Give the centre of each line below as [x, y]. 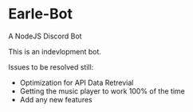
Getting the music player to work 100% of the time [102, 91]
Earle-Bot [41, 14]
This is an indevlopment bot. [55, 51]
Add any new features [56, 99]
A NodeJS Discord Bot [45, 36]
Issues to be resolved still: [51, 67]
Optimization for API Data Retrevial [77, 82]
